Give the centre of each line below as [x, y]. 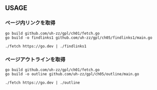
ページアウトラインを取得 [35, 59]
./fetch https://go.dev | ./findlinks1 [46, 46]
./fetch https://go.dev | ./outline [42, 83]
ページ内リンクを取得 [30, 23]
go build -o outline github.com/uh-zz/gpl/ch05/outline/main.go [72, 74]
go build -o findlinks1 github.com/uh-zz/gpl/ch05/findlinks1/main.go [79, 38]
